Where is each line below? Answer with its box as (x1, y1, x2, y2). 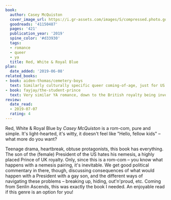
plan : (5, 64, 17, 69)
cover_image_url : (10, 17, 47, 22)
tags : (10, 41, 22, 46)
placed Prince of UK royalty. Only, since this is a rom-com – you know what (5, 156, 163, 162)
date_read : (10, 102, 33, 107)
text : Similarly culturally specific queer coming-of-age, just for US (10, 83, 165, 88)
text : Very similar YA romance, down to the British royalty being (10, 92, 156, 97)
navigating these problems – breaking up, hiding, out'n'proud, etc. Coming (5, 178, 161, 184)
